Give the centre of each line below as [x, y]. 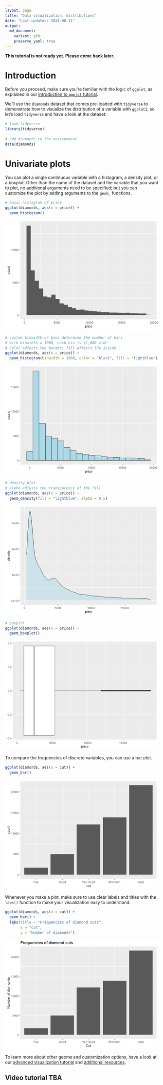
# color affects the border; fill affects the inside [61, 348]
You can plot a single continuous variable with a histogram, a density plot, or [81, 177]
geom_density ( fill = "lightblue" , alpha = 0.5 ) [59, 498]
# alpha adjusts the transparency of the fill [53, 488]
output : [13, 26]
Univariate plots [38, 164]
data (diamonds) [20, 144]
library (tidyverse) [25, 129]
